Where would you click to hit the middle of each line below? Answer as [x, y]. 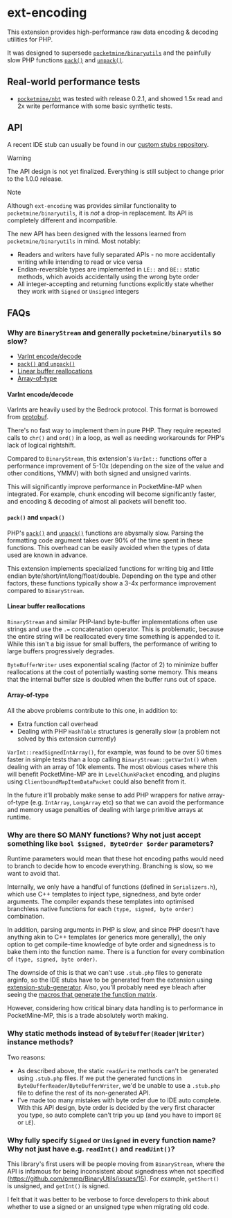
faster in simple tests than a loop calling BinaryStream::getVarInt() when [112, 759]
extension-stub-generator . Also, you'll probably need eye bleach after [107, 987]
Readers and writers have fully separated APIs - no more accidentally [116, 254]
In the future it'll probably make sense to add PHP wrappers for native [107, 795]
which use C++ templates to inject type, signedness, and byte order [104, 894]
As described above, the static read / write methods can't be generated [118, 1070]
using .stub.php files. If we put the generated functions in [99, 1078]
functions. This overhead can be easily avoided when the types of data [108, 547]
